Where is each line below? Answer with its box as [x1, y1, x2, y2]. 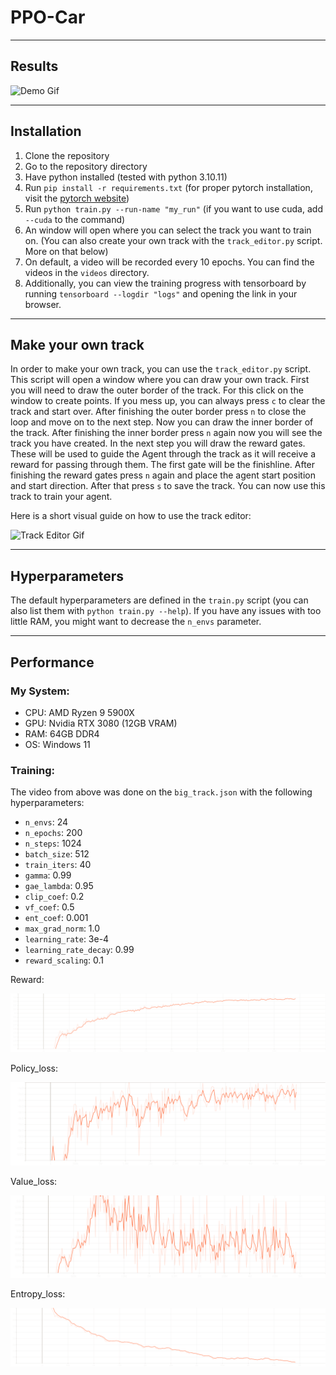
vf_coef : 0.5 [24, 901, 75, 913]
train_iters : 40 [24, 859, 92, 871]
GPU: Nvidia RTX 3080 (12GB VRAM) [24, 717, 178, 729]
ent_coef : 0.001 [24, 912, 89, 924]
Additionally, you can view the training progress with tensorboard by [24, 277, 307, 289]
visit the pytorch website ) [24, 192, 130, 204]
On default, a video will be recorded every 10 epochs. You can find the [24, 256, 315, 268]
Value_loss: [10, 1175, 58, 1187]
